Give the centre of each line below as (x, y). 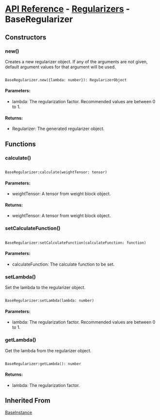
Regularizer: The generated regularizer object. (58, 129)
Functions (21, 144)
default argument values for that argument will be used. (61, 67)
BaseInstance (19, 412)
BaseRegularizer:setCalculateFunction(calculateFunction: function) (76, 243)
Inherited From (28, 401)
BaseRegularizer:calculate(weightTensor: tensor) (56, 172)
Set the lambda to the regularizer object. (45, 288)
